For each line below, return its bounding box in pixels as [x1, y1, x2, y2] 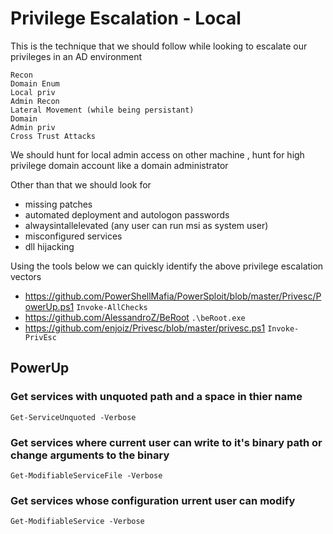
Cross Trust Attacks [10, 131, 97, 141]
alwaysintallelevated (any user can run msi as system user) [24, 219, 269, 231]
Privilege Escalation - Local [10, 7, 242, 30]
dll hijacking [24, 240, 75, 252]
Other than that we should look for [10, 178, 152, 191]
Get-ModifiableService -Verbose [10, 517, 145, 527]
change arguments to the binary [10, 448, 170, 462]
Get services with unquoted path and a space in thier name [10, 390, 303, 404]
